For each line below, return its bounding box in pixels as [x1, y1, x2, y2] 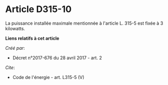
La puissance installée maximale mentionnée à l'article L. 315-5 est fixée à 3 [5, 20, 163, 26]
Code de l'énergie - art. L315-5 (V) [12, 74, 85, 80]
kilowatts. [5, 25, 25, 31]
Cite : [5, 64, 15, 70]
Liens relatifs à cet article [5, 35, 60, 41]
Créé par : [5, 45, 25, 51]
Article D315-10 [5, 4, 72, 15]
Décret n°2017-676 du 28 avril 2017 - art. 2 [12, 54, 102, 61]
